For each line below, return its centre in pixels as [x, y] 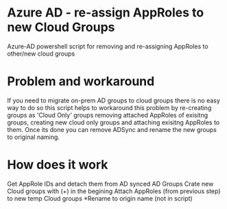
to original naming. [34, 137]
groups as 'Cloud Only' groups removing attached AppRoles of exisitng [108, 115]
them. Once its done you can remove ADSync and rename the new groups [112, 129]
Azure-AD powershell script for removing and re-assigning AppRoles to [108, 46]
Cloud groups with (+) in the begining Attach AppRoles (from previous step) [114, 191]
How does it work [58, 165]
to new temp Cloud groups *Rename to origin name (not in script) [100, 198]
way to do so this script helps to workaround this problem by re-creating [109, 107]
